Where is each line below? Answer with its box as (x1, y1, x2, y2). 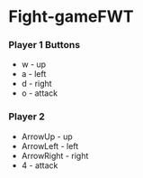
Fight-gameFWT (8, 6, 134, 27)
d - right (21, 79, 52, 89)
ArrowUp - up (21, 131, 73, 142)
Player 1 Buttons (8, 39, 81, 52)
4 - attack (21, 160, 58, 171)
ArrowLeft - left (21, 140, 79, 151)
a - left (21, 69, 47, 80)
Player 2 (8, 110, 46, 123)
